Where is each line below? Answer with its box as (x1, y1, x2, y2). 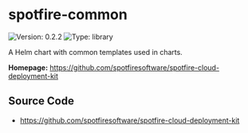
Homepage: (8, 62, 49, 72)
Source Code (8, 94, 74, 108)
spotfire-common (8, 6, 128, 24)
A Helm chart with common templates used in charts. (8, 47, 183, 57)
